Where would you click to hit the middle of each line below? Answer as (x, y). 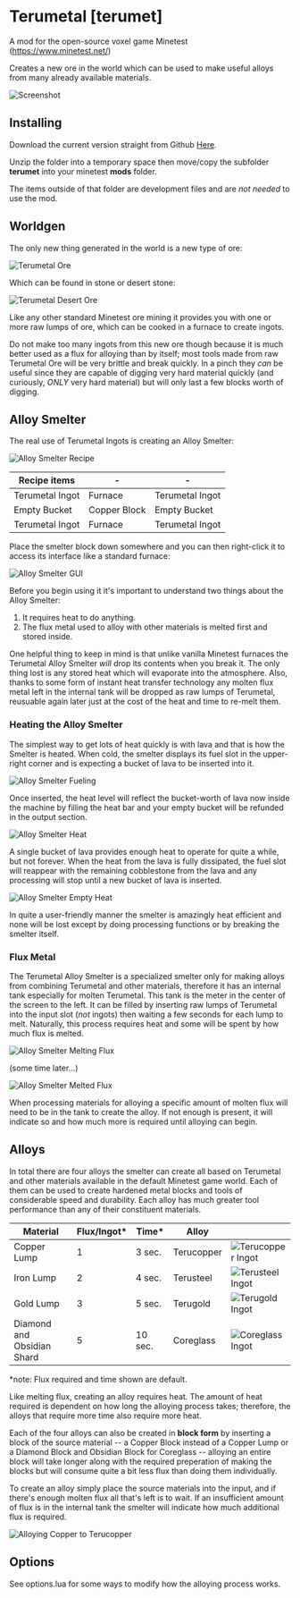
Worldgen (37, 227)
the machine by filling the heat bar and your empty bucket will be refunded (146, 807)
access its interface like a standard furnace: (90, 556)
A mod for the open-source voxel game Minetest (99, 41)
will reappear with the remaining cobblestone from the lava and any (133, 870)
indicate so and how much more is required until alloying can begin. (133, 1121)
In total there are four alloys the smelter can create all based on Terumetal (145, 1171)
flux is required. (38, 1517)
